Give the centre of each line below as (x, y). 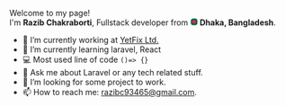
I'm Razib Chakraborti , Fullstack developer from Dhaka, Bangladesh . (143, 22)
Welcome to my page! (50, 13)
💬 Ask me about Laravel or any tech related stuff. (113, 72)
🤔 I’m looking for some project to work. (94, 82)
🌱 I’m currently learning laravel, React (92, 49)
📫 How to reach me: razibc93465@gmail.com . (110, 92)
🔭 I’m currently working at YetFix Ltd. (90, 40)
